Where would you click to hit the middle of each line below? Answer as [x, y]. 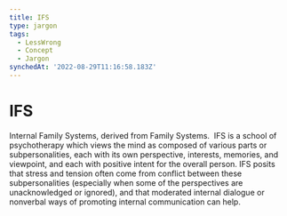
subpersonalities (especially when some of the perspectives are [126, 182]
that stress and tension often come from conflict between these [126, 173]
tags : [19, 34]
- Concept [35, 51]
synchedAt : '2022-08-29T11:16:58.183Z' [83, 68]
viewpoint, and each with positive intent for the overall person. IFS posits [142, 164]
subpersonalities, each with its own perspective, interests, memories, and [144, 154]
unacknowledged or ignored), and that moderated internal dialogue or [137, 192]
